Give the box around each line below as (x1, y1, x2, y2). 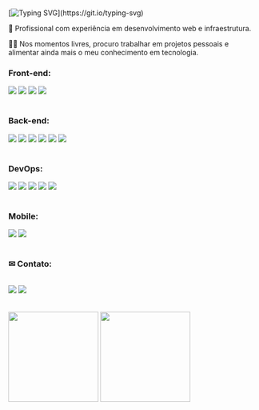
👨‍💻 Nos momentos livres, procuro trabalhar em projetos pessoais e (8, 39, 229, 48)
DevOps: (8, 163, 43, 174)
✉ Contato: (8, 259, 52, 270)
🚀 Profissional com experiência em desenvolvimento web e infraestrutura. (8, 24, 252, 33)
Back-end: (8, 115, 50, 127)
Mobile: (8, 211, 38, 222)
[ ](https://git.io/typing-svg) (8, 8, 144, 18)
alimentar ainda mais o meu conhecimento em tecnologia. (8, 48, 199, 57)
